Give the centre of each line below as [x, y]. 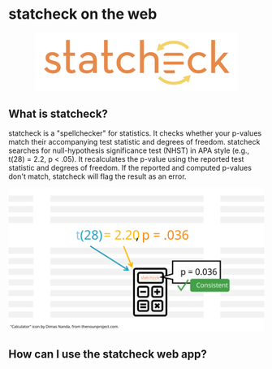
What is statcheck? [58, 113]
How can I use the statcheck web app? [108, 354]
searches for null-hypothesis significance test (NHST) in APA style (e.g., [129, 150]
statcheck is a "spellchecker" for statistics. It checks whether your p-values [135, 133]
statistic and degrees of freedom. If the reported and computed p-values [130, 168]
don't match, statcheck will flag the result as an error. [97, 176]
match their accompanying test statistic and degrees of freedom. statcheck [134, 142]
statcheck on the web [83, 14]
